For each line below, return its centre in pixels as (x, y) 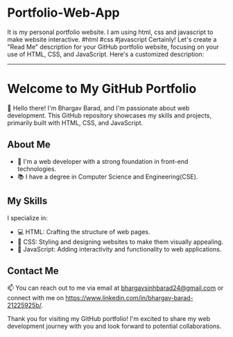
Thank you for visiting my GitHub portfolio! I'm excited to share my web (109, 319)
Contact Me (33, 271)
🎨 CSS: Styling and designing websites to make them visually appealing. (120, 242)
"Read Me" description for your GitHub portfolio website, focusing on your (113, 47)
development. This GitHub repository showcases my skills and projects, (109, 115)
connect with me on (36, 298)
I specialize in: (28, 217)
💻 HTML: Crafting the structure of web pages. (84, 231)
